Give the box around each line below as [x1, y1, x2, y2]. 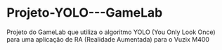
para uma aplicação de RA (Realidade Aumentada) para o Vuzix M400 [6, 35, 210, 43]
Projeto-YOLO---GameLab [6, 5, 163, 21]
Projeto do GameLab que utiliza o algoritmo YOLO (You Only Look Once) [6, 28, 216, 36]
